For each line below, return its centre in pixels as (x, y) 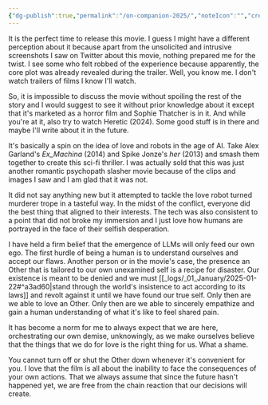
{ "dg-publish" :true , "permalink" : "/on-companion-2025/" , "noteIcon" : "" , (128, 16)
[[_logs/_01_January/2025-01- (208, 278)
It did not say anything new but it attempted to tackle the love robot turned (130, 195)
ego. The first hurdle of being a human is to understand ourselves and (123, 253)
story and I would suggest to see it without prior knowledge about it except (132, 104)
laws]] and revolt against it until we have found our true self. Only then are (130, 295)
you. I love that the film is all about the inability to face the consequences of (132, 368)
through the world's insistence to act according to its (159, 286)
